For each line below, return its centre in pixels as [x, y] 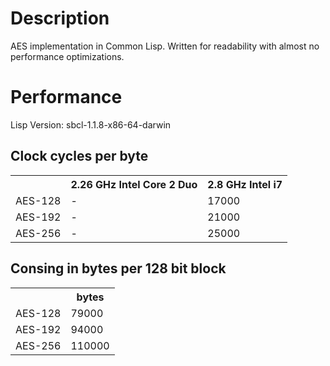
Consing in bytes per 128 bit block [118, 268]
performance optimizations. [67, 56]
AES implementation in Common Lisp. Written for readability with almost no [165, 46]
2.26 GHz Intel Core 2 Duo [134, 184]
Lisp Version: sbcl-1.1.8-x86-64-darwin [91, 124]
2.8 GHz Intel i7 [245, 184]
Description [60, 18]
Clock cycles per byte [79, 156]
